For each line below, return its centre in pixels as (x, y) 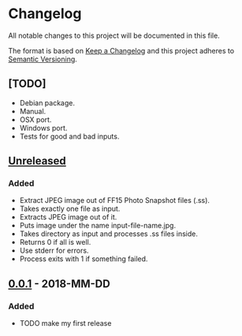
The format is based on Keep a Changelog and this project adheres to (121, 50)
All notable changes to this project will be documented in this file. (114, 35)
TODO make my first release (65, 323)
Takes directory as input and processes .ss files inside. (109, 234)
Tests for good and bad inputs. (69, 136)
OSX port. (35, 120)
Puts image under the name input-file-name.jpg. (97, 226)
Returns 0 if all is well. (55, 242)
